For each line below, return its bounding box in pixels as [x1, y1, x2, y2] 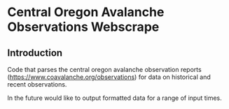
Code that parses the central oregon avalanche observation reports [7, 66, 202, 73]
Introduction [7, 47, 63, 59]
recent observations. [7, 80, 67, 88]
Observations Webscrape [7, 19, 160, 35]
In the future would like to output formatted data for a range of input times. [7, 94, 222, 102]
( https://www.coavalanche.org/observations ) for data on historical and [7, 73, 211, 81]
